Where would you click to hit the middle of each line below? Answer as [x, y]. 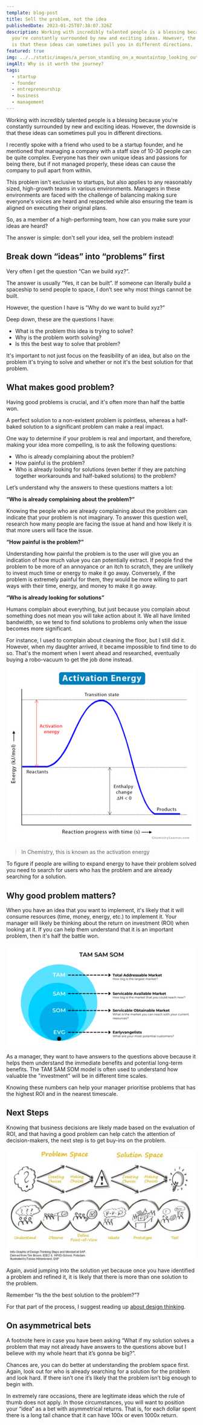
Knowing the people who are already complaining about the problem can [97, 510]
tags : [13, 70]
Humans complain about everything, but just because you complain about [98, 609]
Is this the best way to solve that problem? [68, 344]
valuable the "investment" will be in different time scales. [77, 1075]
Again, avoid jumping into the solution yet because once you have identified [101, 1270]
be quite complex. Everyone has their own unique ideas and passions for [97, 157]
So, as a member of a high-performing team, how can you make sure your [98, 219]
